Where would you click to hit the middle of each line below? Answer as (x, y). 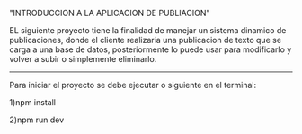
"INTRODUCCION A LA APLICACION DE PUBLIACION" (110, 13)
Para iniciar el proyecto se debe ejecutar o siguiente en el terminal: (133, 85)
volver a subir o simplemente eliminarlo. (83, 59)
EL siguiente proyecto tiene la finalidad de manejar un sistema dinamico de (148, 30)
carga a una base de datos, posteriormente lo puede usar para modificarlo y (151, 49)
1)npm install (33, 102)
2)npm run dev (37, 120)
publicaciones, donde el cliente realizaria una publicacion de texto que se (145, 40)
